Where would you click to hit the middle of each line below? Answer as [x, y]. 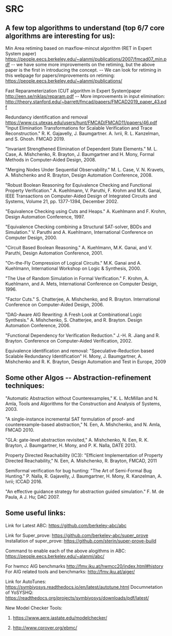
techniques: [25, 386]
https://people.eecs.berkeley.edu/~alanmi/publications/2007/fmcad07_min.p [86, 59]
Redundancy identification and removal [47, 117]
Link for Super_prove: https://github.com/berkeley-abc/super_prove [77, 535]
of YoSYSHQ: [19, 592]
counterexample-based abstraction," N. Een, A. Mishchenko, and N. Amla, [83, 424]
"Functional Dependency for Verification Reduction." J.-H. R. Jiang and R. [83, 335]
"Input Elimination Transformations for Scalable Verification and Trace [79, 128]
